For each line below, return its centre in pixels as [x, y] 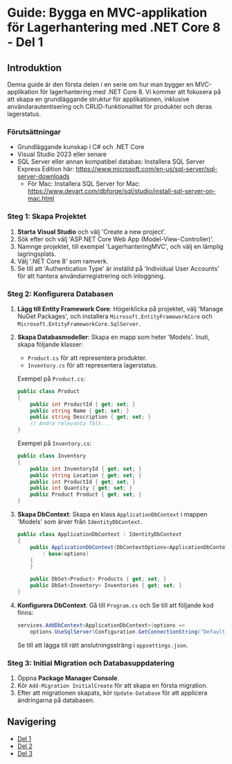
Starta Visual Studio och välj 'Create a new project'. [91, 232]
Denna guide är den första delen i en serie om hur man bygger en [100, 84]
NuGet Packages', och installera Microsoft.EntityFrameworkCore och [115, 316]
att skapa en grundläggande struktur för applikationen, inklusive [98, 99]
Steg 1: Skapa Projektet [47, 216]
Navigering [32, 722]
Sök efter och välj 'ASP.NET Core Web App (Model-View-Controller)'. [116, 239]
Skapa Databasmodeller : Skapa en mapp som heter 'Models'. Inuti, [113, 337]
